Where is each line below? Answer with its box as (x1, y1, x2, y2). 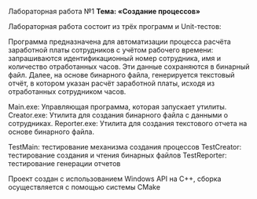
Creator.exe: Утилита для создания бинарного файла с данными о (8, 110, 229, 120)
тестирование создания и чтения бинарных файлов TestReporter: (8, 150, 227, 160)
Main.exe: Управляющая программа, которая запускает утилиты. (8, 102, 227, 111)
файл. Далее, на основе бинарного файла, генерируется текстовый (8, 71, 235, 79)
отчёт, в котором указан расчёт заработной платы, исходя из (8, 78, 215, 88)
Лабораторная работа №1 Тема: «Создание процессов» (8, 7, 200, 16)
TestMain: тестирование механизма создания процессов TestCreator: (8, 143, 242, 151)
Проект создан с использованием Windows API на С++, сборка (8, 174, 222, 183)
